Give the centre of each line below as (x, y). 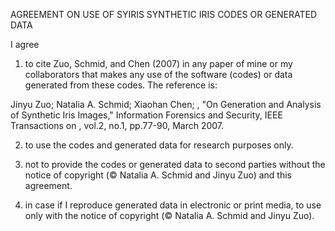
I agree (25, 44)
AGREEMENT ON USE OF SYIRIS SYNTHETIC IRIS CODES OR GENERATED (164, 14)
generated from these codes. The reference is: (121, 85)
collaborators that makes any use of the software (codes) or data (158, 74)
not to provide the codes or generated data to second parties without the (175, 164)
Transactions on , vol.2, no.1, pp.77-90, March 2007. (117, 125)
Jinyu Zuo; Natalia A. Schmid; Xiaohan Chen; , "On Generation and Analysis (166, 104)
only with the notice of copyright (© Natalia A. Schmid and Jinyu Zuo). (169, 215)
